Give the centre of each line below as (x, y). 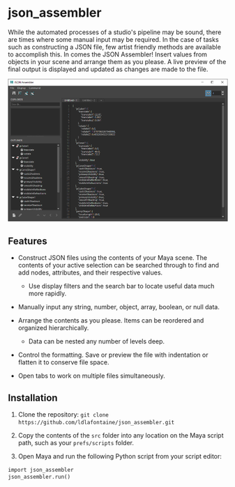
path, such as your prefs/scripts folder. (76, 442)
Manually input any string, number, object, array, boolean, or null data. (119, 307)
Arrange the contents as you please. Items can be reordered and (111, 320)
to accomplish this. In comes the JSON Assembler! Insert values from (108, 54)
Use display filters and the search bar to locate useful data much (121, 286)
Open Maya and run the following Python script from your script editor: (120, 456)
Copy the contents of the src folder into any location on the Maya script (121, 435)
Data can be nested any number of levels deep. (97, 341)
